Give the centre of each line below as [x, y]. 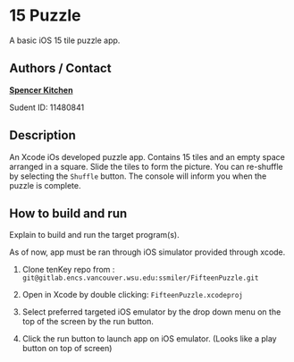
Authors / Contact [60, 68]
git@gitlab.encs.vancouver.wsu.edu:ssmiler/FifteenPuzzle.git [140, 278]
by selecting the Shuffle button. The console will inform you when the [138, 176]
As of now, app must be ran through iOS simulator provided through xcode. [147, 252]
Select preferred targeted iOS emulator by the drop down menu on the [151, 312]
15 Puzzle [46, 16]
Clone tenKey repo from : [68, 270]
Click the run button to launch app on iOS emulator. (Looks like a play [149, 339]
